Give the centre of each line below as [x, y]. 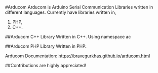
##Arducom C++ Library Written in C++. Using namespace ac [68, 37]
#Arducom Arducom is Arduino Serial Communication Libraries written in [79, 7]
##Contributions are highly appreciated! [46, 65]
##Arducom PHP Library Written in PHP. [46, 46]
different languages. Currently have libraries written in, [60, 12]
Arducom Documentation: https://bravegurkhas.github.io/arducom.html [78, 56]
